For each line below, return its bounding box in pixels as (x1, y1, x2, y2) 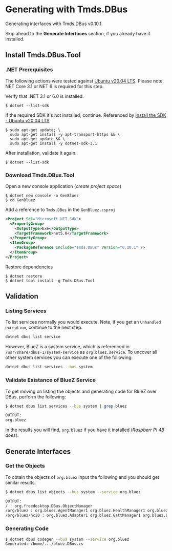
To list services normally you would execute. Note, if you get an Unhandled (5, 319, 161, 325)
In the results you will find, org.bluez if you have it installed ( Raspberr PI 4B (5, 427, 165, 433)
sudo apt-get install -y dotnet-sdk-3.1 (10, 141, 97, 146)
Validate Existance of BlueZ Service (5, 376, 96, 384)
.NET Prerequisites (5, 66, 53, 73)
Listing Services (5, 307, 47, 314)
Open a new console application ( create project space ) (5, 183, 122, 189)
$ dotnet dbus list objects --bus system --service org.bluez (5, 489, 141, 495)
